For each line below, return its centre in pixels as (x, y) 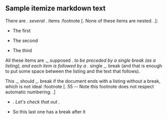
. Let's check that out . (36, 102)
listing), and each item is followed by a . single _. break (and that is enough (84, 65)
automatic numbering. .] (31, 92)
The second (25, 40)
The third (22, 50)
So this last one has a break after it (49, 111)
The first (22, 31)
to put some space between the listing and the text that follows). (73, 71)
